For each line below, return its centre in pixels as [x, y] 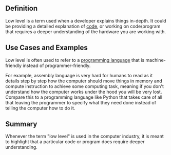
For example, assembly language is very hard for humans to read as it [79, 75]
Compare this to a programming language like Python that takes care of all [84, 97]
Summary [21, 124]
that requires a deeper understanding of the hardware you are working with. [85, 31]
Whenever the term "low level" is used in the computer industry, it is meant [84, 136]
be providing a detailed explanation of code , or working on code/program [83, 26]
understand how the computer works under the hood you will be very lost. [84, 92]
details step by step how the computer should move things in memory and [84, 81]
